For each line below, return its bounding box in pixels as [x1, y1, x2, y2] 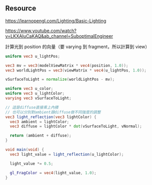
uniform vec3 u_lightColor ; [5, 91, 65, 96]
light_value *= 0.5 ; [10, 161, 53, 166]
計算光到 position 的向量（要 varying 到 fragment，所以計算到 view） [5, 43, 150, 50]
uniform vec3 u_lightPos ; [5, 54, 60, 59]
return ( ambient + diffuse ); [10, 133, 72, 138]
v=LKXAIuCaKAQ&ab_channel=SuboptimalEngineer [5, 33, 113, 39]
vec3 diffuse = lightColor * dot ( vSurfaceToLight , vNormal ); [10, 124, 142, 129]
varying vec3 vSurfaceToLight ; [5, 96, 72, 101]
